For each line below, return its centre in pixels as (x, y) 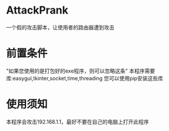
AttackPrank (37, 10)
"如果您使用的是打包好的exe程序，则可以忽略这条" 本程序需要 (81, 71)
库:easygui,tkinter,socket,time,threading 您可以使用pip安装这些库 (85, 78)
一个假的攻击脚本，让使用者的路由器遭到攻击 (60, 27)
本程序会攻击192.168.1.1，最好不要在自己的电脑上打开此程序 (77, 122)
